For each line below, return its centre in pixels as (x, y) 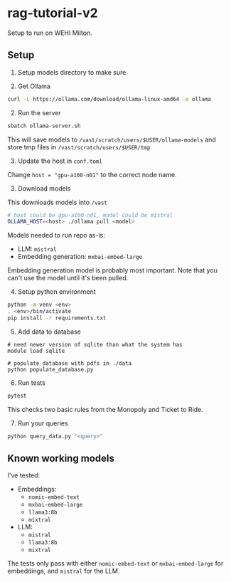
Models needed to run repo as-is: (56, 236)
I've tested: (24, 475)
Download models (44, 188)
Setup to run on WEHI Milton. (50, 33)
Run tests (32, 383)
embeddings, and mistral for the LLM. (64, 571)
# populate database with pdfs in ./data (70, 363)
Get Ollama (34, 86)
